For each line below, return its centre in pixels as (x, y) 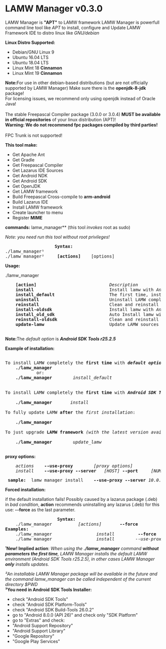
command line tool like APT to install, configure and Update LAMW (73, 27)
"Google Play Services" (36, 641)
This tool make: (21, 145)
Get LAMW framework (35, 191)
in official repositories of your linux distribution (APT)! (61, 119)
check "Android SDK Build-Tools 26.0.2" (53, 609)
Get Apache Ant (29, 155)
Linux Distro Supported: (30, 42)
